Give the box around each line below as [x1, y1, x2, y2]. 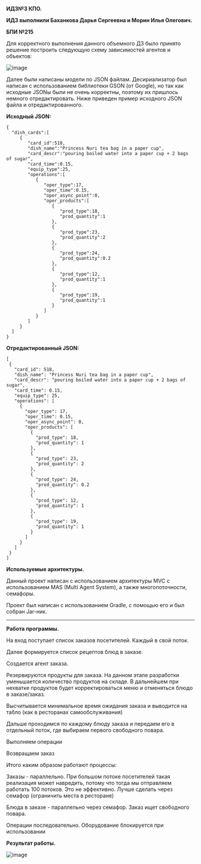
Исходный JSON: [6, 113, 51, 120]
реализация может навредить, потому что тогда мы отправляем [6, 780, 172, 786]
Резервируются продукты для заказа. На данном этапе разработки [6, 672, 179, 678]
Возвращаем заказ [6, 750, 55, 757]
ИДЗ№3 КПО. [6, 5, 42, 12]
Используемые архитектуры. [6, 566, 85, 572]
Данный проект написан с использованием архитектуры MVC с [6, 577, 170, 584]
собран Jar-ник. [6, 608, 47, 615]
